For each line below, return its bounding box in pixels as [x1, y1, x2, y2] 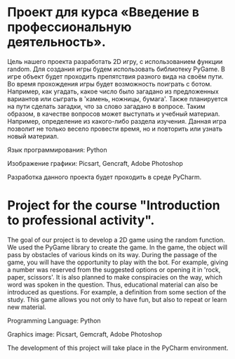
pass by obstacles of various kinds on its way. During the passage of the [7, 250, 217, 259]
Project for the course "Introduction [7, 197, 220, 214]
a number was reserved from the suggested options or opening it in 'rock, [7, 265, 221, 274]
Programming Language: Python [7, 316, 101, 325]
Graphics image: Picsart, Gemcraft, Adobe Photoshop [7, 329, 163, 338]
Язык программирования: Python [7, 145, 107, 154]
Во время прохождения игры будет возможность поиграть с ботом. [7, 79, 212, 88]
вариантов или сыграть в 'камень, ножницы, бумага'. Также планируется [7, 94, 228, 103]
